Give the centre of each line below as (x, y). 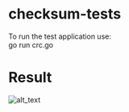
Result (30, 78)
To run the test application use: (60, 36)
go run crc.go (31, 44)
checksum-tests (65, 14)
